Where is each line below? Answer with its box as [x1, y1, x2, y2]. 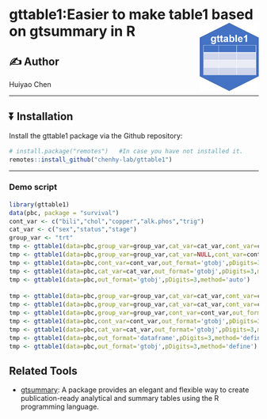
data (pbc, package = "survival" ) [9, 209, 120, 217]
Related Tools [9, 364, 78, 377]
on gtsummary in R [9, 22, 135, 40]
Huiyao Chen [9, 80, 52, 89]
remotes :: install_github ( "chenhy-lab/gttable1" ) [9, 156, 173, 164]
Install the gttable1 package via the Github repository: [9, 130, 183, 140]
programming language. [20, 402, 100, 412]
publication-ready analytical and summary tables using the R [20, 394, 219, 403]
